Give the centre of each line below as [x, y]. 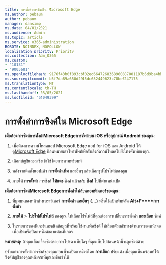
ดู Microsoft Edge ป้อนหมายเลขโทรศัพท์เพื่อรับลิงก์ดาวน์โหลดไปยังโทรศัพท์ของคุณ [81, 151]
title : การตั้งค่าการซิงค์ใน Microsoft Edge [42, 10]
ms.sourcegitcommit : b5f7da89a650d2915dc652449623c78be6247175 [72, 79]
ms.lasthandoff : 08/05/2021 [34, 93]
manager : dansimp [23, 24]
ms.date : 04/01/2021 [26, 28]
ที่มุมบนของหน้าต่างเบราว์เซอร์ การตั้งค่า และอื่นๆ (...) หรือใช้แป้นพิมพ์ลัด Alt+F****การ [86, 201]
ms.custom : [16, 60]
